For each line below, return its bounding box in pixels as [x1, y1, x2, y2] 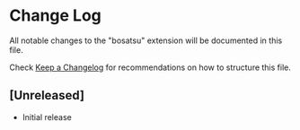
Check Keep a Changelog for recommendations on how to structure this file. [9, 62, 292, 73]
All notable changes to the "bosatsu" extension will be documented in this [9, 35, 283, 46]
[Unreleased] [9, 88, 85, 103]
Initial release [22, 111, 72, 122]
